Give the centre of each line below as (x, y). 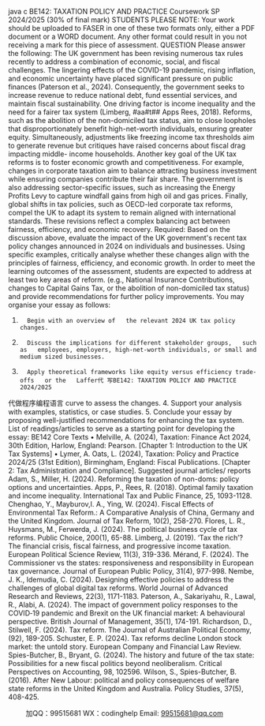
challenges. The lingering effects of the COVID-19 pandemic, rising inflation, (132, 70)
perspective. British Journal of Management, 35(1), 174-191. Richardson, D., (130, 621)
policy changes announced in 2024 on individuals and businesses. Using (127, 246)
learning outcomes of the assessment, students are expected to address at (130, 271)
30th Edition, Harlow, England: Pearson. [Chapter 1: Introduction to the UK (128, 445)
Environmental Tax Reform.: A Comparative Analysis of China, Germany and (131, 513)
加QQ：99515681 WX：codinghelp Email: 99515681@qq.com (124, 713)
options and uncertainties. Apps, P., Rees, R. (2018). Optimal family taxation (131, 487)
